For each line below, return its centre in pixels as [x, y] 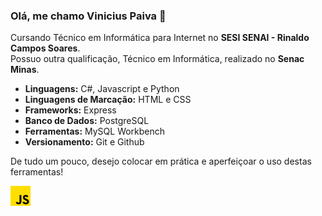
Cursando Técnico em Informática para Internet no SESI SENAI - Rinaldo [160, 38]
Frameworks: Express [70, 110]
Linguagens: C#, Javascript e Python [102, 89]
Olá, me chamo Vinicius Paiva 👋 [88, 16]
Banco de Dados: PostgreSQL [87, 121]
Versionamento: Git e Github [84, 142]
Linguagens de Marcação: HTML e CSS [108, 100]
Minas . [25, 70]
